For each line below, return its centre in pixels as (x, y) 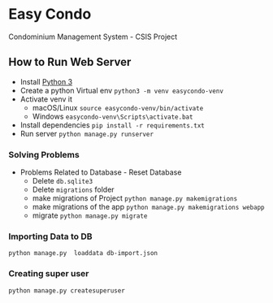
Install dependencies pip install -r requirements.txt (112, 125)
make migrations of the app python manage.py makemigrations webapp (148, 207)
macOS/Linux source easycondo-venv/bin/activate (118, 107)
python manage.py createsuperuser (67, 290)
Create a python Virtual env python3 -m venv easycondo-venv (121, 90)
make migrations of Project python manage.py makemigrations (135, 198)
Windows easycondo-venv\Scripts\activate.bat (113, 116)
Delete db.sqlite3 (63, 181)
